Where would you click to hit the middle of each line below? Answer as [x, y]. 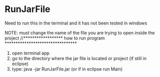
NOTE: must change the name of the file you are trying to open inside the [80, 32]
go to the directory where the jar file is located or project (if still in [79, 58]
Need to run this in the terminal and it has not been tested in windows [76, 23]
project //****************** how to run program [55, 38]
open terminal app [31, 53]
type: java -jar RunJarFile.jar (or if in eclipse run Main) [67, 69]
